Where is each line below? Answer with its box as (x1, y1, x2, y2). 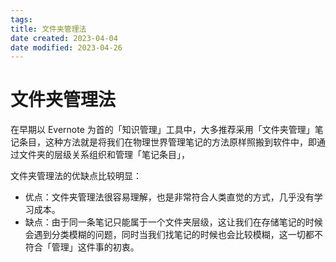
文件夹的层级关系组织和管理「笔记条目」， (18, 149, 190, 161)
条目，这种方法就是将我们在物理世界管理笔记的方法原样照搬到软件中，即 (18, 136, 317, 148)
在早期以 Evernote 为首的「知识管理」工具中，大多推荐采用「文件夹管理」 (10, 124, 315, 136)
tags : (10, 14, 33, 25)
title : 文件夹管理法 (10, 24, 87, 34)
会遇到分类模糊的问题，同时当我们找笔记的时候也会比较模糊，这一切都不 (24, 229, 323, 241)
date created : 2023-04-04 (10, 33, 118, 43)
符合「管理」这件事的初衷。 (24, 241, 140, 253)
